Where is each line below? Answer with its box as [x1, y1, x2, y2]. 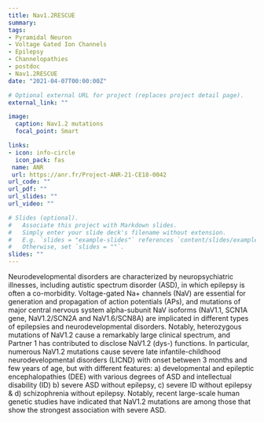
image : [8, 113, 30, 121]
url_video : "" [8, 200, 55, 208]
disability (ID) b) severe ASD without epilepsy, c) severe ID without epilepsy [8, 380, 253, 389]
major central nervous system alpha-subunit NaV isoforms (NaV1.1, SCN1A [8, 305, 248, 315]
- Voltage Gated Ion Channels [8, 41, 108, 49]
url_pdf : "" [8, 185, 47, 193]
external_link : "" [8, 99, 68, 107]
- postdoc [8, 63, 41, 71]
